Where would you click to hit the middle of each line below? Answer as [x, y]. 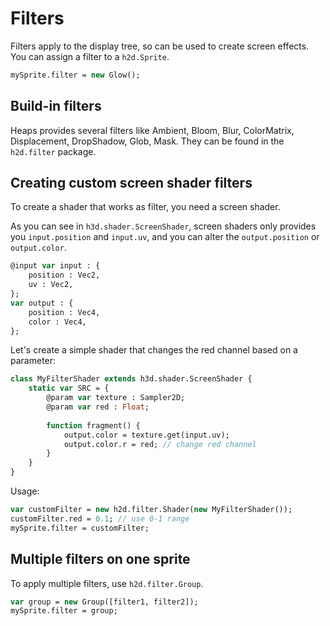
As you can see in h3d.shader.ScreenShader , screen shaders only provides [163, 226]
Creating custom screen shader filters [131, 183]
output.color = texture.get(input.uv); [146, 435]
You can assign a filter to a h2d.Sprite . [90, 56]
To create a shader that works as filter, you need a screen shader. [145, 207]
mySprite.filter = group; [64, 611]
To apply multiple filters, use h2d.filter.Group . [107, 583]
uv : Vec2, [51, 285]
